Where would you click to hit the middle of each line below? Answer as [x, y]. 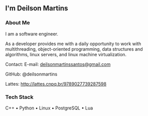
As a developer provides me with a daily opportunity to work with [73, 44]
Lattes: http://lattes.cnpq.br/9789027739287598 [56, 84]
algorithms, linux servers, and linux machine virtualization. [66, 54]
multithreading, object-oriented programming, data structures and [74, 49]
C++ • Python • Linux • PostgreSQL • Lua [49, 108]
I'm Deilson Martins [37, 8]
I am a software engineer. [32, 34]
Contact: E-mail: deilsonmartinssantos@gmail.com [58, 64]
